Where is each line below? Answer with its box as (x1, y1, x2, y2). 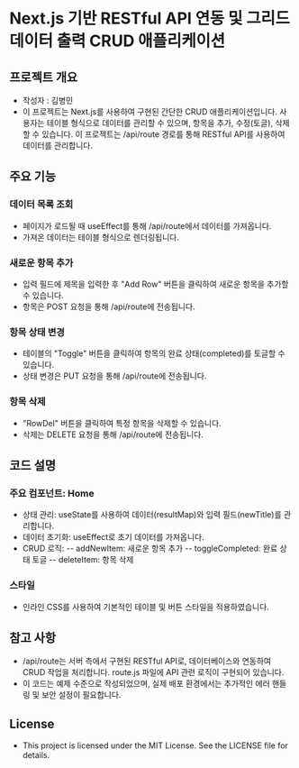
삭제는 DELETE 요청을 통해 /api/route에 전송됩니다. (22, 429, 204, 440)
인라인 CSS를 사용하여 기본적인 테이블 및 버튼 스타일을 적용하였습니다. (22, 601, 270, 612)
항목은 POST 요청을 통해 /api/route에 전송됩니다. (22, 301, 195, 312)
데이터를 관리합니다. (22, 141, 93, 151)
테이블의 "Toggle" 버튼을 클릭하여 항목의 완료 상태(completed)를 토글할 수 (22, 348, 285, 359)
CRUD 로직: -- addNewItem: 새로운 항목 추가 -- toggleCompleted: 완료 (22, 543, 278, 554)
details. (22, 750, 50, 761)
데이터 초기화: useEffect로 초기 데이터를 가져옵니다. (22, 532, 204, 543)
